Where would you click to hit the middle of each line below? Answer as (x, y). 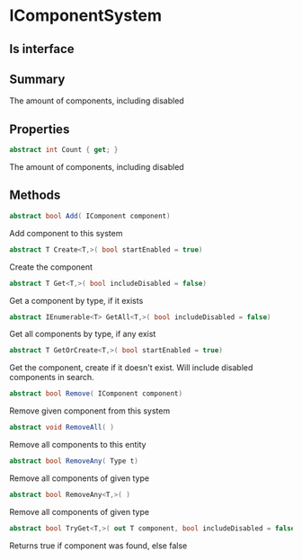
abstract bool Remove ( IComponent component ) (96, 394)
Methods (35, 196)
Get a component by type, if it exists (76, 300)
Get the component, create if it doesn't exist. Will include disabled (131, 368)
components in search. (52, 378)
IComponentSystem (86, 16)
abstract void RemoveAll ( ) (62, 428)
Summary (37, 79)
